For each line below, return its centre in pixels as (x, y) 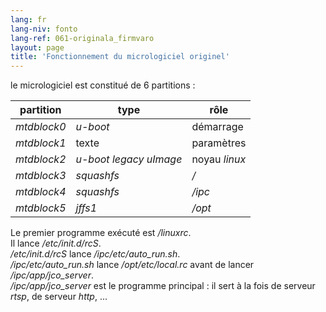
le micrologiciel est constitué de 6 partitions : (103, 85)
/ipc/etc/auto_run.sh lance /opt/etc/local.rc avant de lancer (132, 265)
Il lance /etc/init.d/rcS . (56, 243)
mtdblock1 (41, 143)
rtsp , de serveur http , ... (59, 297)
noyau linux (219, 159)
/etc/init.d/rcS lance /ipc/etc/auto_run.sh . (95, 254)
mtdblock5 (41, 208)
